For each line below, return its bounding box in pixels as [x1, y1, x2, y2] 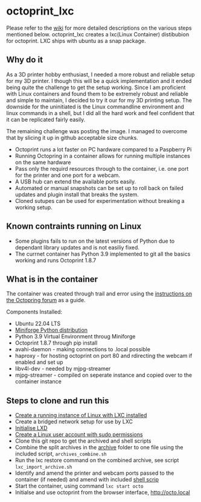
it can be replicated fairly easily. [6, 116, 86, 123]
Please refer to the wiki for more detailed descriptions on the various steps [6, 24, 192, 31]
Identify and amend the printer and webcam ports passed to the [14, 469, 174, 477]
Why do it [6, 54, 43, 65]
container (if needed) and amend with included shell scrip [14, 476, 159, 483]
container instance [14, 378, 62, 385]
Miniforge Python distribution [14, 326, 88, 334]
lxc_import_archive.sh [14, 464, 72, 471]
